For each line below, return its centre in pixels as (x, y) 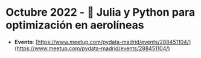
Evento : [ (26, 42)
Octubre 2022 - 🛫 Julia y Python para (101, 12)
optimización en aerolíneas (75, 25)
